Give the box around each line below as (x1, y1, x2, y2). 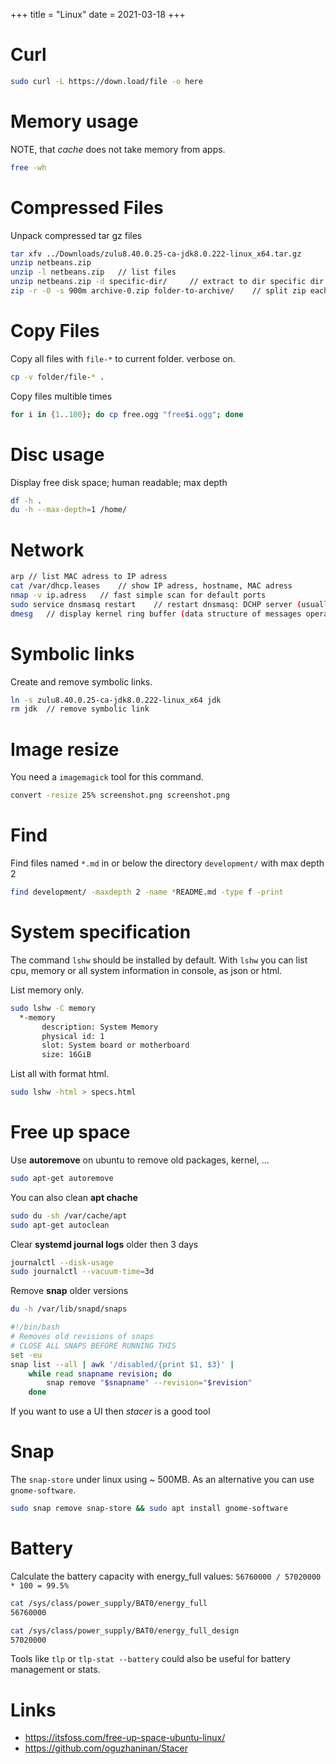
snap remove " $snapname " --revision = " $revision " (46, 1378, 253, 1388)
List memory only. (10, 984, 85, 996)
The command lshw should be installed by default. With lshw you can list (10, 954, 308, 966)
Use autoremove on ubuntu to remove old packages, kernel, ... (10, 1154, 270, 1166)
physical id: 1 (41, 1031, 105, 1041)
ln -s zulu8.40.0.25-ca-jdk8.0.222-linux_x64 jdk (10, 695, 222, 705)
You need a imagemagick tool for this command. (10, 771, 204, 783)
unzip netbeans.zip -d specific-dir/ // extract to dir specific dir (10, 277, 325, 287)
